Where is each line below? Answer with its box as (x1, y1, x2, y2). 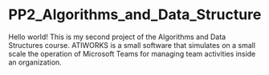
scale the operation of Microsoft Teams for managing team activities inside (8, 49, 256, 58)
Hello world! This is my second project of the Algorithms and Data (8, 32, 226, 41)
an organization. (8, 57, 62, 67)
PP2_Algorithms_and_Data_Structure (8, 6, 262, 24)
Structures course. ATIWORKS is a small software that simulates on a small (8, 40, 255, 49)
